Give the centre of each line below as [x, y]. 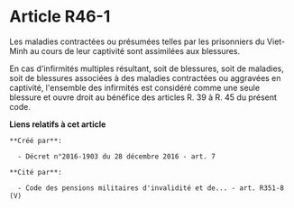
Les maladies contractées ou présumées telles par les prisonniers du [137, 41]
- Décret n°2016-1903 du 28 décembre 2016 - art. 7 [117, 156]
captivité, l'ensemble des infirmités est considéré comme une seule [134, 87]
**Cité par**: [36, 172]
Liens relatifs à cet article [58, 124]
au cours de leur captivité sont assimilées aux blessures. [135, 50]
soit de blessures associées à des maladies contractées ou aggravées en [145, 77]
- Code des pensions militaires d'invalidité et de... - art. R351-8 [151, 188]
